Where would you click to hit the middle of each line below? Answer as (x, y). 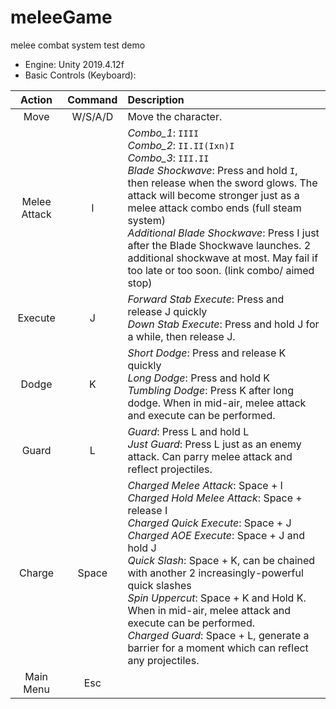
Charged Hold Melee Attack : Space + (215, 498)
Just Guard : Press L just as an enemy (214, 444)
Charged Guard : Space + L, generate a (218, 635)
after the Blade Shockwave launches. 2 (219, 245)
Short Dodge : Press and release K (207, 353)
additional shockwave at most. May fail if (223, 258)
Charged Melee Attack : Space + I (205, 485)
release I (147, 510)
